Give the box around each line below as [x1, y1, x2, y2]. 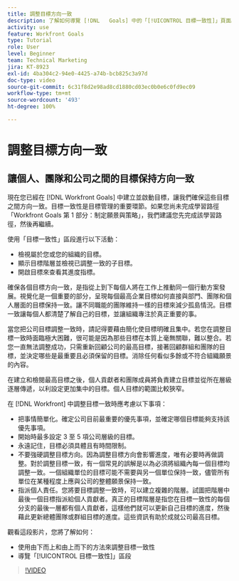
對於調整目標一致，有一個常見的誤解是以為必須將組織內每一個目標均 [30, 459, 230, 467]
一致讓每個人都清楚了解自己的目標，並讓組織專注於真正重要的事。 [7, 309, 201, 318]
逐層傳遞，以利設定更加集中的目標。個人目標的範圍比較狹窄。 [7, 384, 188, 392]
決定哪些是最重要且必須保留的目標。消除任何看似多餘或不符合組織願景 [26, 351, 232, 360]
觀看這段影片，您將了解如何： [7, 528, 95, 536]
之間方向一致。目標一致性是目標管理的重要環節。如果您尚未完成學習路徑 [7, 201, 219, 210]
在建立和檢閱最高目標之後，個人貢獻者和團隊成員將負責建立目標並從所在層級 [7, 375, 232, 384]
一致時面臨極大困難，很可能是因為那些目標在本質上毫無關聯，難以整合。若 [13, 333, 232, 342]
